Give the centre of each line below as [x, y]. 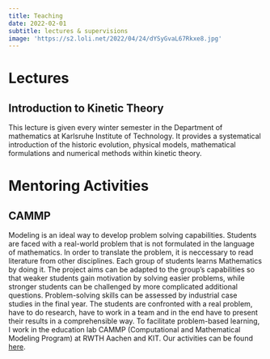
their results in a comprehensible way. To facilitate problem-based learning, [134, 321]
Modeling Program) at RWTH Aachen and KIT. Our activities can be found [131, 338]
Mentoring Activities [79, 186]
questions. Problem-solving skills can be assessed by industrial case [123, 295]
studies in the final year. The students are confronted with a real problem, [131, 304]
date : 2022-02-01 [38, 23]
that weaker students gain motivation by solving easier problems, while [127, 278]
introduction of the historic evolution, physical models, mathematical [122, 145]
